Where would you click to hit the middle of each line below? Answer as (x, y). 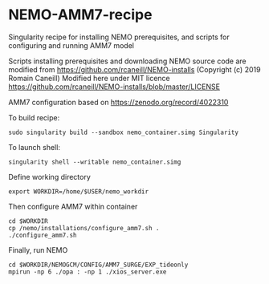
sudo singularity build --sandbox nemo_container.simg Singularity (124, 132)
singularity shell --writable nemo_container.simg (95, 162)
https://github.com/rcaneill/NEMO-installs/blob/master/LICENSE (114, 87)
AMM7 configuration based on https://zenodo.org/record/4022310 (118, 102)
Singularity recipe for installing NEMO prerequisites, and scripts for (119, 37)
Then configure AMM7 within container (73, 206)
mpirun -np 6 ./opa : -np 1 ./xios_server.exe (88, 272)
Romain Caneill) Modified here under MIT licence (89, 78)
